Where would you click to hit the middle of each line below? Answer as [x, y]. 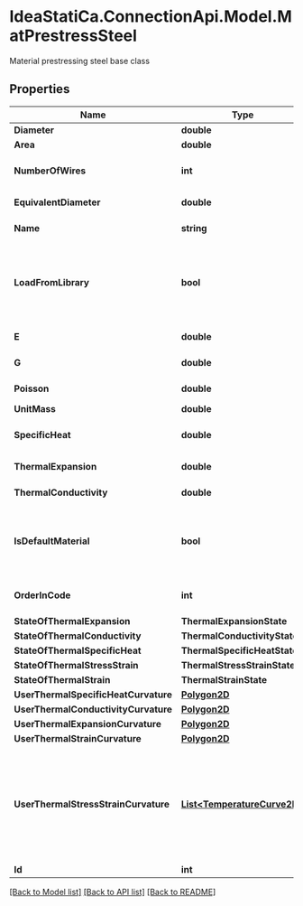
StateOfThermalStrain [62, 679]
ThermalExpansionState [234, 621]
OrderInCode [42, 595]
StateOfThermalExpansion [72, 621]
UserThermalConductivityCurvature [93, 709]
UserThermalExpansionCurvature [88, 724]
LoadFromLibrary [52, 282]
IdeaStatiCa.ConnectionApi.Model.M [151, 17]
